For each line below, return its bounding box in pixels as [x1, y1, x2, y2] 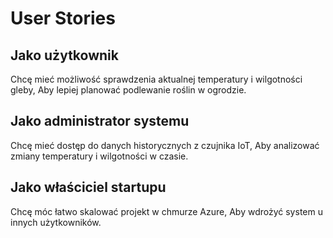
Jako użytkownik [10, 47, 119, 64]
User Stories [10, 7, 116, 30]
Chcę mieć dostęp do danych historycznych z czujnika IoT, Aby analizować [10, 139, 320, 151]
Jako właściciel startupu [10, 179, 167, 196]
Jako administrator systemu [10, 113, 190, 130]
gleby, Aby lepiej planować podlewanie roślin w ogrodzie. [10, 84, 247, 96]
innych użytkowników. [10, 216, 102, 228]
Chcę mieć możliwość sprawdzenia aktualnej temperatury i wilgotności [10, 73, 303, 85]
